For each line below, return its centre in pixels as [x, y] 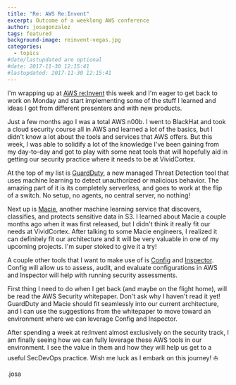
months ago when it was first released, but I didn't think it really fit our [109, 224]
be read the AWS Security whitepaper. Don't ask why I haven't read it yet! [114, 296]
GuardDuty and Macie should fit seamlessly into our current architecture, [113, 303]
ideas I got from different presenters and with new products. [95, 108]
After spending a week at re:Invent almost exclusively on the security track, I [118, 332]
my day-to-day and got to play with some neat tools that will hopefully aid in [117, 152]
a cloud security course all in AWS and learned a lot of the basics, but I [110, 129]
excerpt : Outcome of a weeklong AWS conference [79, 20]
